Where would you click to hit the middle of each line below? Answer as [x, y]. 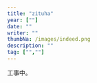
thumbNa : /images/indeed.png [49, 39]
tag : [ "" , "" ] [26, 53]
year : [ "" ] [23, 20]
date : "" [20, 26]
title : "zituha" [30, 13]
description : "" [30, 46]
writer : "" [23, 33]
